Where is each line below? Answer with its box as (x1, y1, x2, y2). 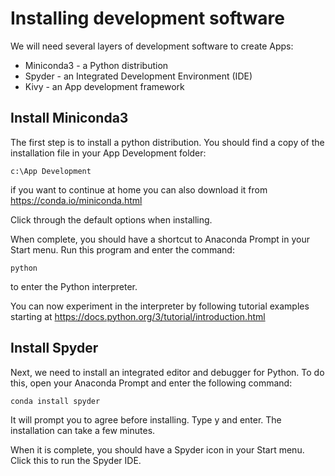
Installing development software (10, 7, 285, 30)
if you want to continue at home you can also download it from (10, 183, 268, 196)
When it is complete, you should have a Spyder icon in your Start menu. (10, 443, 305, 456)
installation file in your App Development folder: (10, 147, 207, 159)
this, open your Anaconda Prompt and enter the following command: (10, 377, 293, 389)
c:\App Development (10, 166, 92, 176)
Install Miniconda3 (10, 110, 129, 127)
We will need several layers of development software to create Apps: (10, 40, 294, 52)
